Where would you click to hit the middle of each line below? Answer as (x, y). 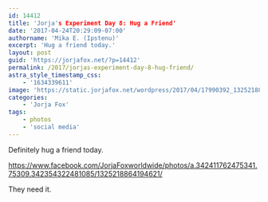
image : (19, 90)
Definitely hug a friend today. (56, 149)
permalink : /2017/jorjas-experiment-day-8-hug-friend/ (101, 68)
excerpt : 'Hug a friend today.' (62, 46)
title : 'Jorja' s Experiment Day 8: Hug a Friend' (93, 23)
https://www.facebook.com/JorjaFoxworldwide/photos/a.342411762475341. (133, 165)
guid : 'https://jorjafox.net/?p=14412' (75, 61)
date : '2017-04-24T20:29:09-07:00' (67, 30)
